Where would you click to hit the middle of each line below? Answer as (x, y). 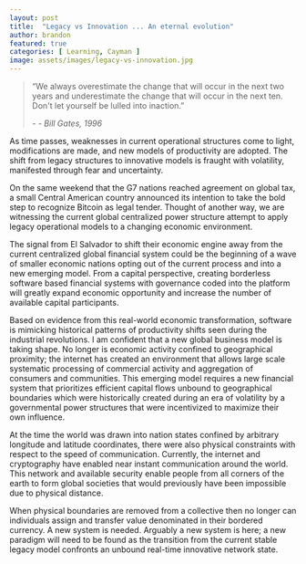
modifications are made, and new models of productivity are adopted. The (149, 151)
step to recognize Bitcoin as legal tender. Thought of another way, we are (147, 207)
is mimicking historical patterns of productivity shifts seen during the (138, 330)
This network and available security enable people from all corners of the (147, 474)
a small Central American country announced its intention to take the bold (148, 198)
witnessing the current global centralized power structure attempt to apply (149, 217)
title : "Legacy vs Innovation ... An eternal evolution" (122, 26)
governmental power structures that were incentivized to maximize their (144, 407)
